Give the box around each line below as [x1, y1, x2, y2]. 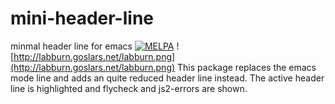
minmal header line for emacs [10, 40, 133, 52]
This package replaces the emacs [177, 61, 317, 73]
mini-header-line [10, 7, 154, 30]
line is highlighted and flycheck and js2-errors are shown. [10, 82, 248, 94]
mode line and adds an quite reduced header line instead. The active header [10, 72, 325, 84]
